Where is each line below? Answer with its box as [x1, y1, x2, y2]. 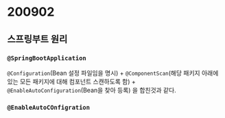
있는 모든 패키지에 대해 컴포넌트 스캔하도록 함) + [7, 77, 136, 86]
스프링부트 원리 [7, 33, 68, 45]
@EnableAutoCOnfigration [7, 104, 91, 111]
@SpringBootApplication [7, 54, 87, 62]
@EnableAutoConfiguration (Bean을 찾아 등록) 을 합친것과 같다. [7, 86, 176, 94]
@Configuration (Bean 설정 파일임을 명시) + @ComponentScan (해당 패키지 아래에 [7, 69, 219, 77]
